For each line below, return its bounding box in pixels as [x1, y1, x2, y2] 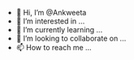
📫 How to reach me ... [15, 43, 92, 52]
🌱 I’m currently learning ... [15, 25, 103, 34]
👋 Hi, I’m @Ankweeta [15, 8, 87, 17]
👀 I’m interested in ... [15, 16, 85, 26]
